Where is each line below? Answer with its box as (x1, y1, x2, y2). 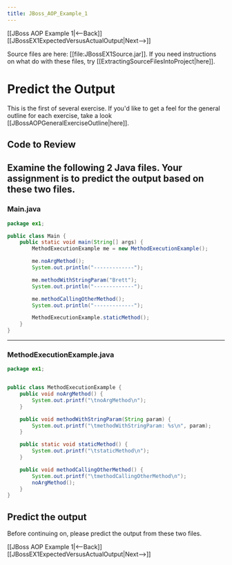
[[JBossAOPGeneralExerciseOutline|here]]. (7, 119, 129, 127)
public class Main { (7, 232, 67, 239)
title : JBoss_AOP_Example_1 (7, 10, 88, 17)
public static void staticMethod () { (19, 441, 128, 448)
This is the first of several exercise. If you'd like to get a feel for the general (7, 104, 220, 112)
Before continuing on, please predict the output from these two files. (7, 529, 202, 538)
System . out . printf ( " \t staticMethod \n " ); (32, 448, 150, 455)
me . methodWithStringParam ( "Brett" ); (32, 277, 137, 284)
